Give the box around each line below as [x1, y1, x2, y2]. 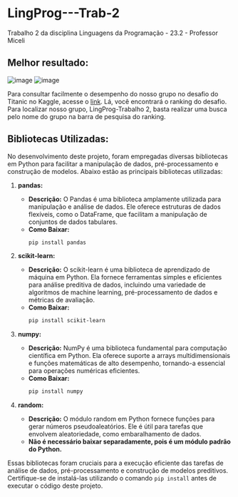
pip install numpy [28, 388, 83, 395]
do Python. [28, 445, 62, 454]
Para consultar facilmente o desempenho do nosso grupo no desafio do [7, 89, 219, 98]
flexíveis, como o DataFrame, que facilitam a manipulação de [28, 210, 208, 218]
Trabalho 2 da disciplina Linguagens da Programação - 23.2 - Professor [7, 29, 219, 37]
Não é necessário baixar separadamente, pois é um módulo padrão [28, 437, 232, 446]
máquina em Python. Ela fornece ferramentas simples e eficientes [28, 273, 222, 282]
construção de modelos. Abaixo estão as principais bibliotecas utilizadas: [7, 167, 223, 175]
